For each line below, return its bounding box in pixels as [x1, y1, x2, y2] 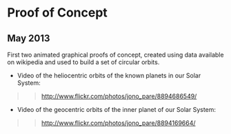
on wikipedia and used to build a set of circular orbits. [7, 58, 160, 66]
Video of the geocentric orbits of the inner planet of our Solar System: [17, 106, 216, 113]
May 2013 [7, 32, 50, 44]
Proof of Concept [7, 5, 108, 21]
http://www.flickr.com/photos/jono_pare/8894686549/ [41, 92, 197, 100]
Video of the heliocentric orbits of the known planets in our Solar [17, 71, 201, 79]
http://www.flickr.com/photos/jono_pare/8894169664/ [41, 119, 196, 127]
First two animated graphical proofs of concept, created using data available [7, 50, 224, 59]
